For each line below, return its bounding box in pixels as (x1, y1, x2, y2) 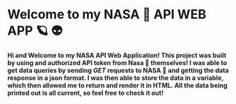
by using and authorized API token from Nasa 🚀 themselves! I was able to (7, 58, 227, 67)
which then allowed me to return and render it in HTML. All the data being (7, 81, 227, 89)
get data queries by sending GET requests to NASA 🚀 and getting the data (7, 66, 230, 74)
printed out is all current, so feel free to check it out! (7, 88, 164, 97)
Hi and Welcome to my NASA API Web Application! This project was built (7, 51, 227, 59)
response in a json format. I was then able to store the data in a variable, (7, 74, 224, 82)
